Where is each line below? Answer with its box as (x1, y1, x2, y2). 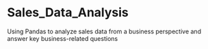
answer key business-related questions (7, 34, 118, 42)
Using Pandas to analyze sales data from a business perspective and (7, 27, 202, 35)
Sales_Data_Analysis (7, 5, 129, 20)
